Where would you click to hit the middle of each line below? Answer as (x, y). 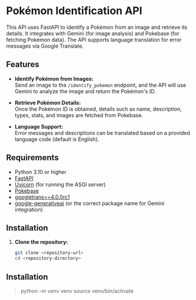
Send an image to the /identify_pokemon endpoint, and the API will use (100, 85)
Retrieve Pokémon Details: (48, 103)
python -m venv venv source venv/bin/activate (77, 291)
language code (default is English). (57, 139)
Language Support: (39, 126)
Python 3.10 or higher (40, 172)
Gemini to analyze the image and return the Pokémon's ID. (85, 91)
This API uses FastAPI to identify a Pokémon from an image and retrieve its (97, 27)
